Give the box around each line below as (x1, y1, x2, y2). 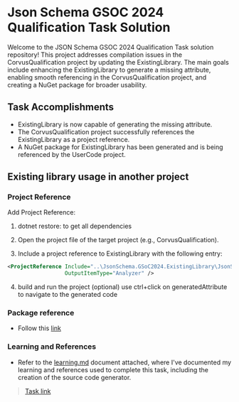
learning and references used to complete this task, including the (17, 365, 208, 374)
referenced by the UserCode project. (17, 150, 126, 158)
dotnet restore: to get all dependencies (17, 222, 132, 231)
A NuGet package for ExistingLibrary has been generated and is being (17, 143, 223, 151)
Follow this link (17, 324, 62, 332)
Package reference (7, 308, 75, 318)
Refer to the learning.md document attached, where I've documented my (17, 358, 232, 366)
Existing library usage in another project (7, 171, 189, 183)
